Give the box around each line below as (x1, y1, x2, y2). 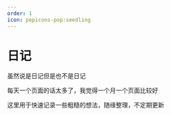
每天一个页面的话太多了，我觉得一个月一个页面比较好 (7, 86, 159, 94)
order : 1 (7, 10, 32, 17)
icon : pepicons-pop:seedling (7, 16, 91, 23)
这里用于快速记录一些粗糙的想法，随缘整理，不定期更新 (7, 101, 164, 110)
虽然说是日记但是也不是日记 (7, 72, 86, 80)
